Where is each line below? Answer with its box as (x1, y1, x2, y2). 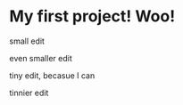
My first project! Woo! (9, 6, 176, 27)
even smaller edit (9, 52, 73, 63)
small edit (9, 36, 45, 46)
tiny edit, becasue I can (9, 69, 96, 81)
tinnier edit (9, 87, 49, 98)
